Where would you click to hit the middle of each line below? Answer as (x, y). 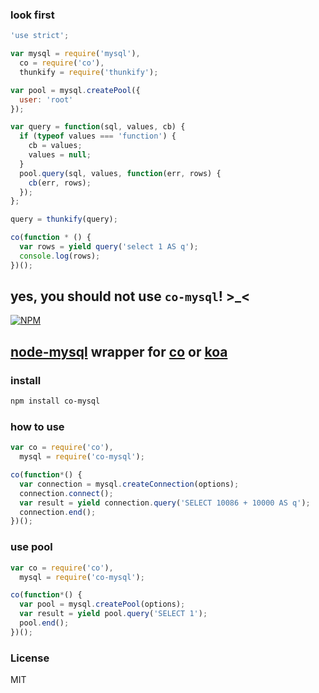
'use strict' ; (40, 36)
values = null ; (60, 155)
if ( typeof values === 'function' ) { (98, 136)
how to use (37, 426)
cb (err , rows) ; (60, 183)
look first (32, 15)
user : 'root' (46, 99)
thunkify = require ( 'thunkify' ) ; (89, 72)
